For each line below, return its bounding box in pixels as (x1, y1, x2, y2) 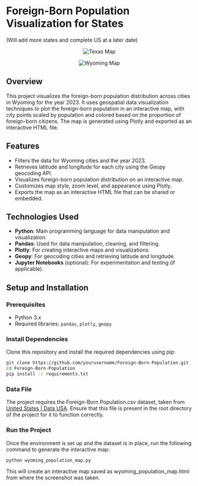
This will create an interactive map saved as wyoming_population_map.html (6, 468, 190, 475)
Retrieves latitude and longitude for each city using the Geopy (14, 163, 165, 170)
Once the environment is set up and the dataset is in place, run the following (6, 439, 192, 446)
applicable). (14, 265, 44, 272)
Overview (6, 77, 43, 87)
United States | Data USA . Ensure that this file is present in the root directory (6, 405, 192, 412)
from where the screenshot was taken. (6, 474, 100, 481)
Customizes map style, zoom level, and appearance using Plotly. (14, 182, 172, 189)
